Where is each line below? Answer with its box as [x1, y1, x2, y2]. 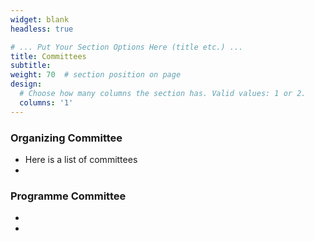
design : [10, 79, 43, 90]
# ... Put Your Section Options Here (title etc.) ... [10, 42, 244, 52]
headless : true [10, 24, 74, 34]
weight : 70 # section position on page [10, 70, 182, 80]
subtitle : [10, 61, 52, 71]
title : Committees [10, 51, 87, 61]
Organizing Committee [10, 131, 123, 145]
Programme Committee [10, 189, 127, 203]
